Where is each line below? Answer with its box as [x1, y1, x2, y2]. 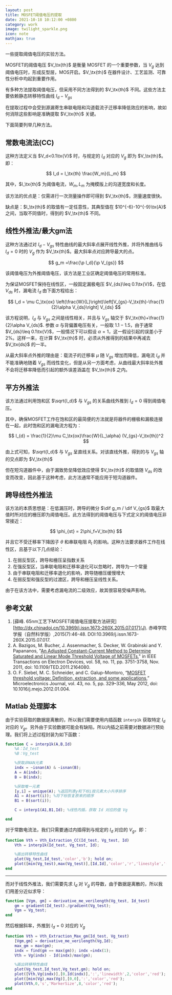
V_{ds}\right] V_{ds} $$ [72, 304, 121, 310]
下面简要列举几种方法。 [5, 122, 55, 128]
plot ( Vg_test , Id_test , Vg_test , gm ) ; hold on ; [14, 967, 111, 972]
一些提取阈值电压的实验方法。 [5, 51, 68, 57]
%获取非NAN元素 [14, 760, 43, 766]
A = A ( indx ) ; [14, 770, 42, 775]
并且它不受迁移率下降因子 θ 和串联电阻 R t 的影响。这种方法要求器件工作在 [5, 539, 161, 546]
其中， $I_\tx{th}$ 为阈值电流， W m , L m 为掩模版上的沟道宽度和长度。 [5, 181, 149, 188]
